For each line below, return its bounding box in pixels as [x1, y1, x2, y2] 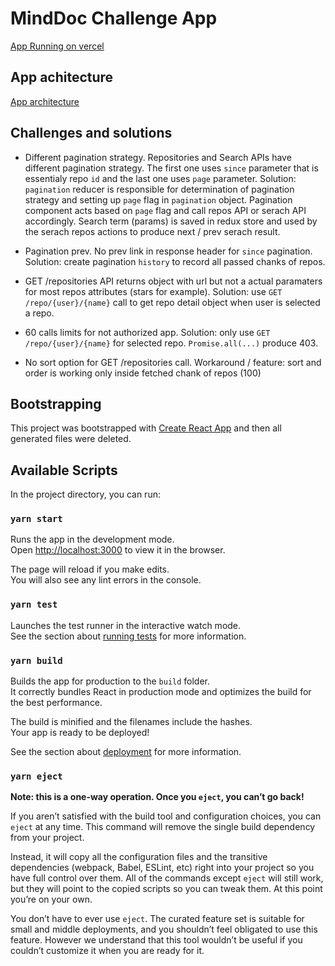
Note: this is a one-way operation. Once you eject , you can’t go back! [10, 791, 305, 803]
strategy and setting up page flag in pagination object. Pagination [24, 193, 293, 206]
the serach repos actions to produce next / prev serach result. [24, 225, 281, 237]
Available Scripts [10, 462, 118, 479]
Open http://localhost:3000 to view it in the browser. [10, 544, 226, 556]
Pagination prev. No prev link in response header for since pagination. [24, 245, 313, 257]
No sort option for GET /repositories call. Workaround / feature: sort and [24, 356, 322, 368]
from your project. [10, 832, 85, 844]
